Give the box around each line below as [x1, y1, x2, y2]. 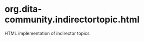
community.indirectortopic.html [4, 14, 140, 25]
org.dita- [4, 3, 42, 15]
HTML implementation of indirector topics [4, 30, 90, 36]
